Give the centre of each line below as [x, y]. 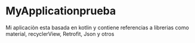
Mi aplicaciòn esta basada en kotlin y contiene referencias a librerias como [97, 27]
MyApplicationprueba [61, 11]
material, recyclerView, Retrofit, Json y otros [60, 33]
